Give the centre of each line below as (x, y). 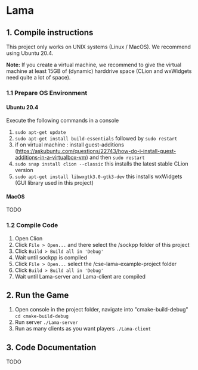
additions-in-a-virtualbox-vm (50, 158)
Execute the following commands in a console (63, 121)
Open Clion (29, 238)
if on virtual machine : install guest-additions (69, 145)
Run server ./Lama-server (47, 322)
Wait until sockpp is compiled (51, 257)
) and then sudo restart (115, 158)
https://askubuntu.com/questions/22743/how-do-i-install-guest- (97, 151)
